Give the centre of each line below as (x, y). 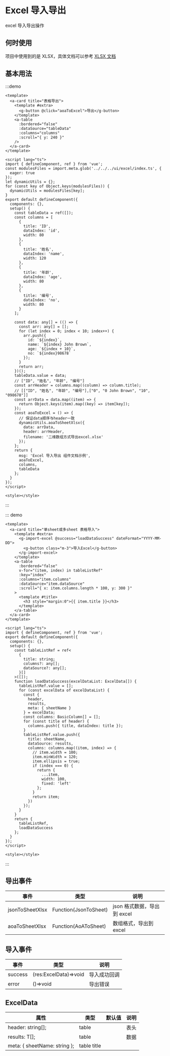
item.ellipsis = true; (56, 761)
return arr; (31, 366)
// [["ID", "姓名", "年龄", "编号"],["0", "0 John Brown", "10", (82, 391)
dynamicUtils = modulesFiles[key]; (47, 191)
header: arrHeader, (44, 432)
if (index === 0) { (53, 766)
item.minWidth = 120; (55, 757)
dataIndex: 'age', (43, 277)
